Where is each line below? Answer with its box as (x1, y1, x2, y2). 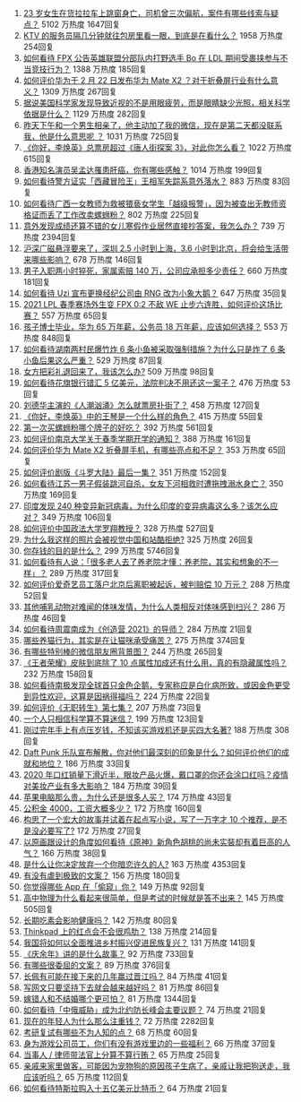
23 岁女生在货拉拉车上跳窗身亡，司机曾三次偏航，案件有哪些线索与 (22, 8, 271, 18)
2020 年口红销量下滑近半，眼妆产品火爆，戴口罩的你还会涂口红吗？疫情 (22, 770, 289, 779)
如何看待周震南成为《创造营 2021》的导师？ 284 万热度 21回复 (22, 624, 254, 634)
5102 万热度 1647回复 (40, 19, 121, 30)
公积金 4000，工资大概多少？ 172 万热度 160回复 (22, 803, 204, 814)
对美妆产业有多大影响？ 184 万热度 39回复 (22, 780, 179, 791)
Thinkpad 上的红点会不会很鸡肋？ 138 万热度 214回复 (22, 926, 219, 936)
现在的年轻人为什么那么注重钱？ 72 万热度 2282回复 (22, 1016, 216, 1026)
